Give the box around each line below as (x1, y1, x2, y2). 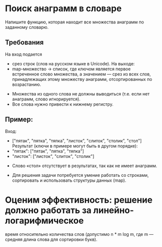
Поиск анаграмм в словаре (5, 3, 122, 14)
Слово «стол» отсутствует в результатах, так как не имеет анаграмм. (12, 163, 158, 169)
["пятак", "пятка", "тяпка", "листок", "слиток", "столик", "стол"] (12, 137, 142, 144)
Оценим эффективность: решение (5, 194, 153, 205)
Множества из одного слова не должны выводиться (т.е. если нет (12, 91, 150, 96)
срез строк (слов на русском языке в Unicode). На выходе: (12, 60, 135, 66)
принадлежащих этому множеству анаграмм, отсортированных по (12, 76, 152, 82)
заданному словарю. (5, 24, 49, 30)
